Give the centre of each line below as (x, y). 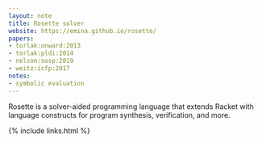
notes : (19, 76)
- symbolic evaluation (46, 83)
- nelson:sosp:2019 (41, 61)
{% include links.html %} (49, 131)
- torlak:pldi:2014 (41, 53)
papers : (21, 38)
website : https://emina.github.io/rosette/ (83, 31)
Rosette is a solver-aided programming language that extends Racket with (131, 106)
